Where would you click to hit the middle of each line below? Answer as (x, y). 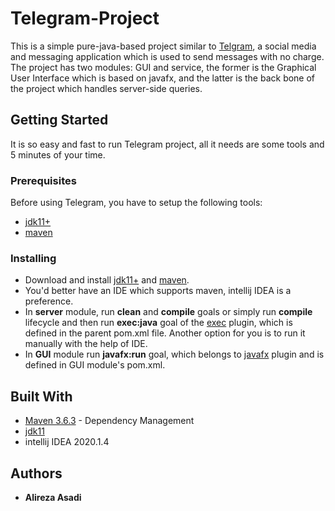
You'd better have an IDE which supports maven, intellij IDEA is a (158, 291)
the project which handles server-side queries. (106, 88)
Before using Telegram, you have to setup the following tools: (136, 203)
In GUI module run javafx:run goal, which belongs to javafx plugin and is (174, 354)
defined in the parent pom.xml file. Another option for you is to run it (165, 333)
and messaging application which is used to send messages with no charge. (167, 56)
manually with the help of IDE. (86, 344)
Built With (41, 396)
